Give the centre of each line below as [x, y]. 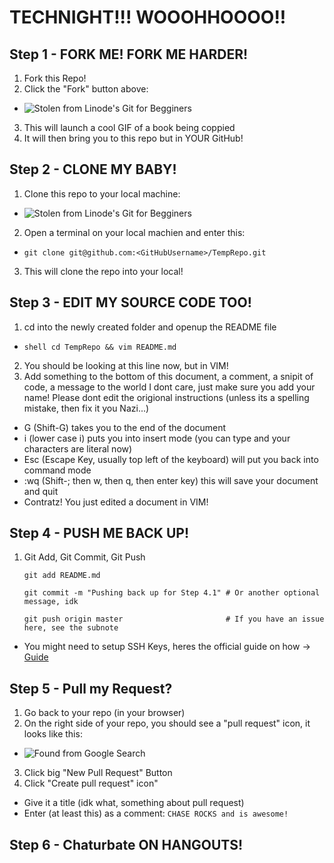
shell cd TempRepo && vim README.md [100, 347]
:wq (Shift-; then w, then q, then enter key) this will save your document [171, 480]
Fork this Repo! [55, 78]
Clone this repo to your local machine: [102, 193]
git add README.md [62, 576]
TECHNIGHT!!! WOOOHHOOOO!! [148, 17]
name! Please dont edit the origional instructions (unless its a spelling [166, 397]
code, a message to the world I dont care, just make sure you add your [169, 387]
